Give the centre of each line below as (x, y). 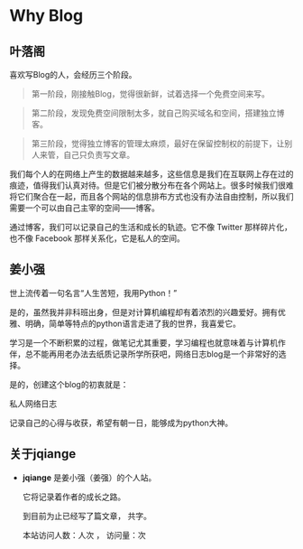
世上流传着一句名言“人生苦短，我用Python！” (93, 293)
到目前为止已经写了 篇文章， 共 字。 (87, 516)
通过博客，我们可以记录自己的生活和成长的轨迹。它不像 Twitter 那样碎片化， (151, 227)
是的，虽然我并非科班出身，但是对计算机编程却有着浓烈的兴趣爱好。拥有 (143, 312)
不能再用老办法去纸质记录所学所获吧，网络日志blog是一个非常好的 (156, 354)
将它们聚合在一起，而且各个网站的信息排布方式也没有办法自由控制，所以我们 (151, 196)
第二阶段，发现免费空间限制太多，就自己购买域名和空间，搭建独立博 (158, 113)
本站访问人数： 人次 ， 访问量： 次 (84, 535)
